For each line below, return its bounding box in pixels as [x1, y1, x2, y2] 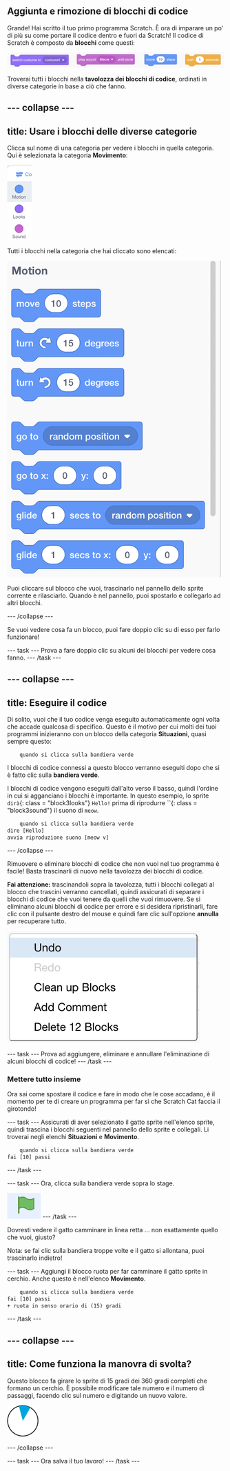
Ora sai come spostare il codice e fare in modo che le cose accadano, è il [7, 1090, 216, 1098]
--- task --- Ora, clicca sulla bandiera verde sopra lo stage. [7, 1179, 175, 1187]
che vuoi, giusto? [7, 1233, 56, 1241]
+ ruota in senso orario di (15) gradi [7, 1303, 122, 1310]
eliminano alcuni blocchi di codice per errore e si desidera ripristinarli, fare [7, 902, 218, 911]
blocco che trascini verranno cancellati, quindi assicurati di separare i [7, 888, 205, 896]
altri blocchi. [7, 598, 43, 606]
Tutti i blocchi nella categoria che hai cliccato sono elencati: [7, 246, 177, 255]
